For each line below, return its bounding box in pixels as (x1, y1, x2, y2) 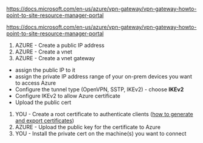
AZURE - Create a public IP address (15, 42, 105, 49)
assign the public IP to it (15, 66, 76, 74)
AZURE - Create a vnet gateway (15, 55, 95, 61)
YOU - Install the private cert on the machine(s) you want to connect (15, 130, 187, 137)
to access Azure (15, 79, 57, 86)
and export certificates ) (15, 117, 75, 124)
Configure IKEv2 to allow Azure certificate (15, 92, 120, 99)
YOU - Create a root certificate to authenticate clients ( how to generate (15, 111, 193, 117)
